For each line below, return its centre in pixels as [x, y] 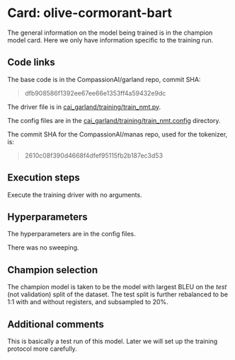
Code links [31, 63]
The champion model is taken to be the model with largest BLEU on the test [117, 287]
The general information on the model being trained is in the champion [110, 33]
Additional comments [56, 324]
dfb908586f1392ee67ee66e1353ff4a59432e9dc [95, 93]
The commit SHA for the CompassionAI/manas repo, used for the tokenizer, [117, 134]
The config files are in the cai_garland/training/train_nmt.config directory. [114, 120]
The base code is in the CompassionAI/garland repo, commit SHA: [104, 79]
